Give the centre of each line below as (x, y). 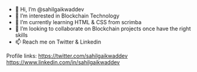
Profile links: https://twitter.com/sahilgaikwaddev (67, 56)
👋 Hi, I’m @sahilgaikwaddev (50, 9)
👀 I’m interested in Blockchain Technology (67, 16)
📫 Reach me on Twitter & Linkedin (58, 42)
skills (21, 35)
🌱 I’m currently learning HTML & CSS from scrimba (78, 22)
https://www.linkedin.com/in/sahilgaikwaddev (63, 62)
